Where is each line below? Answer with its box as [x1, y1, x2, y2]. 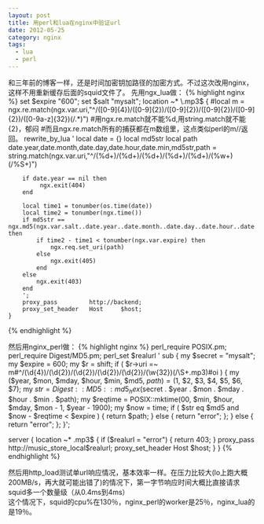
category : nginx [8, 33, 61, 42]
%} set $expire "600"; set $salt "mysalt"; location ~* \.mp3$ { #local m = [8, 96, 245, 106]
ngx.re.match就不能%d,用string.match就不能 [101, 114, 246, 123]
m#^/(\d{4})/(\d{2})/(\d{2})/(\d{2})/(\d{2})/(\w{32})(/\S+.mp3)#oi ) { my [8, 367, 240, 377]
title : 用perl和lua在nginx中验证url [8, 19, 121, 27]
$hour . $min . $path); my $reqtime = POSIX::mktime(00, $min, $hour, [8, 394, 234, 404]
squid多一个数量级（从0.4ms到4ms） [8, 487, 130, 497]
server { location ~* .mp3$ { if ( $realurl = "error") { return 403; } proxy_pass [8, 434, 255, 444]
